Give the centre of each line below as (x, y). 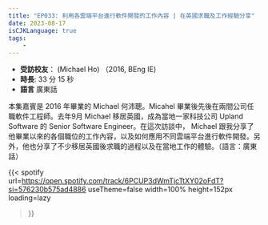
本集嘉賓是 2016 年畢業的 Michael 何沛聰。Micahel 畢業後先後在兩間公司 (128, 106)
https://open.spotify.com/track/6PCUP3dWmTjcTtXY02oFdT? (122, 181)
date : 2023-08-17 (37, 23)
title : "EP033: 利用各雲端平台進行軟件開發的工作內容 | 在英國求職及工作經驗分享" (132, 16)
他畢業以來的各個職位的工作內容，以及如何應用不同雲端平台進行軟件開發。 (131, 136)
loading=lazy (30, 198)
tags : (17, 38)
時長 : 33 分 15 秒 (47, 79)
